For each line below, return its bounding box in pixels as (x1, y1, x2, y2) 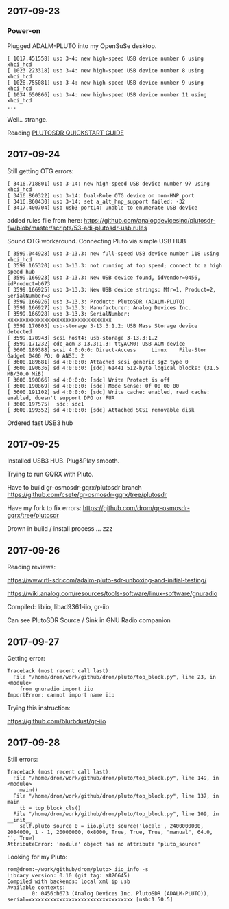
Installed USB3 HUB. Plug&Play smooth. (7, 457, 120, 465)
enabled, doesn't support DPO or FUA (7, 395, 115, 402)
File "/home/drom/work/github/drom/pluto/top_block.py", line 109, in (13, 811, 219, 818)
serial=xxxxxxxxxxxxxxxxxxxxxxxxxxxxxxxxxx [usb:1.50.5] (7, 896, 173, 903)
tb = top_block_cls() (19, 804, 81, 811)
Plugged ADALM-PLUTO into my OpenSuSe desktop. (7, 41, 157, 50)
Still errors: (7, 755, 38, 763)
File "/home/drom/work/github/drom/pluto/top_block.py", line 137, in (13, 792, 219, 800)
